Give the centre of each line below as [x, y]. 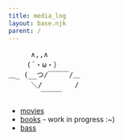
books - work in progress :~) [67, 119]
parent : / [25, 31]
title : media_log [37, 16]
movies [32, 111]
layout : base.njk [37, 23]
